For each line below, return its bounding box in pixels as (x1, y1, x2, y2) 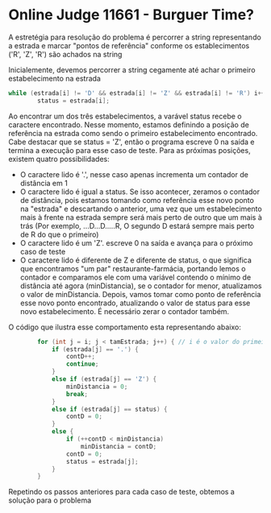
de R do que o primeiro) (19, 230, 99, 239)
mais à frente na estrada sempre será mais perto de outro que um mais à (19, 212, 262, 222)
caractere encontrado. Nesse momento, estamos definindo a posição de (8, 119, 250, 130)
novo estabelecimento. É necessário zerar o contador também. (19, 306, 230, 316)
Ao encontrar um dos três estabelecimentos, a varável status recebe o (8, 111, 242, 121)
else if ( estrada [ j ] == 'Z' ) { (51, 375, 157, 383)
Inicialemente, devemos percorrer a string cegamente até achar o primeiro (8, 64, 256, 74)
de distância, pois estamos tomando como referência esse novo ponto (19, 195, 254, 205)
